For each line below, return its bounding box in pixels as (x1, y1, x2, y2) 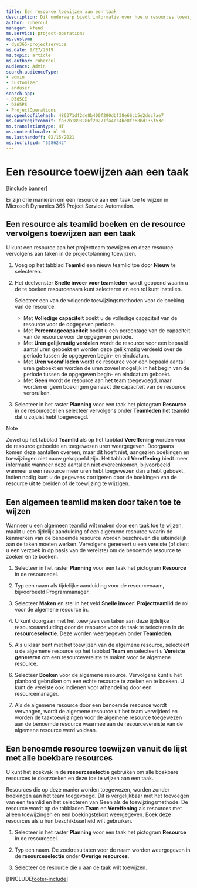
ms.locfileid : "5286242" (6, 139, 67, 146)
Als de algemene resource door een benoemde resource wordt (14, 702, 167, 709)
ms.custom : (6, 36, 33, 42)
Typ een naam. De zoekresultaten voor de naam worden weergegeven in (14, 846, 191, 853)
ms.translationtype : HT (6, 123, 64, 129)
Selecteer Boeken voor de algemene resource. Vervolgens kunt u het (14, 672, 182, 679)
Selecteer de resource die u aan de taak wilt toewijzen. (14, 864, 148, 871)
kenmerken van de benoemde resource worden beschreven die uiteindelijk (6, 535, 187, 542)
